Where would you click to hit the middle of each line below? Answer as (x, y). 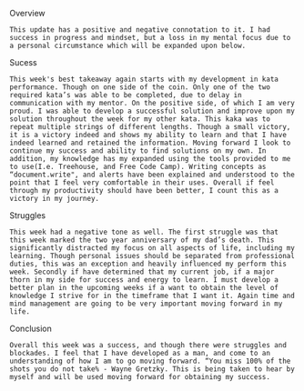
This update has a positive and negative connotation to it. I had (140, 30)
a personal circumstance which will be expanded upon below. (128, 45)
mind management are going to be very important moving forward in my (146, 304)
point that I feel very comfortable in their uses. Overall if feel (142, 183)
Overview (27, 13)
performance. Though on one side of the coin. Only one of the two (140, 87)
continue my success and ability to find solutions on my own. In (138, 151)
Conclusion (31, 328)
